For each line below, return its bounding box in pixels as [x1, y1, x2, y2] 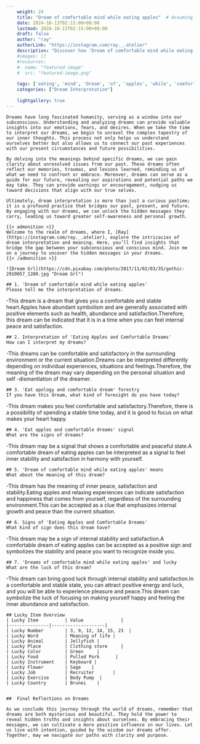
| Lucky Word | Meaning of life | [6, 633, 116, 639]
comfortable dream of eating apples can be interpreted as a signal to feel [6, 449, 186, 456]
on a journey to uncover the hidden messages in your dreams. [6, 250, 164, 256]
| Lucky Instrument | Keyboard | [6, 659, 97, 665]
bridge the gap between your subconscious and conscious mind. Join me [6, 244, 187, 251]
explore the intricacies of [110, 234, 180, 240]
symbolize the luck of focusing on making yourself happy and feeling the [6, 594, 185, 601]
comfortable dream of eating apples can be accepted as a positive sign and [6, 541, 192, 549]
